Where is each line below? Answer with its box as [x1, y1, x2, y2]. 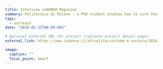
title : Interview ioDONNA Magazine [5, 7, 77, 12]
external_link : [5, 38, 36, 44]
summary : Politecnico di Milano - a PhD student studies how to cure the [5, 12, 158, 17]
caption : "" [9, 52, 34, 56]
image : [5, 47, 18, 52]
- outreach [9, 20, 32, 26]
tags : [5, 16, 16, 21]
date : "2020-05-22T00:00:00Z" [5, 25, 66, 30]
